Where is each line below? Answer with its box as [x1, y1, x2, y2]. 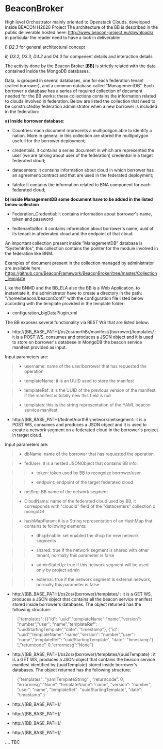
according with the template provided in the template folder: [5, 300, 125, 306]
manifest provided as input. [12, 344, 67, 350]
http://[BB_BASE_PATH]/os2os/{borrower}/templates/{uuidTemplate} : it [12, 651, 156, 657]
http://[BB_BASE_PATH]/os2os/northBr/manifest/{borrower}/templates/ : [12, 328, 157, 334]
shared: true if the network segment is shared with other [36, 547, 149, 553]
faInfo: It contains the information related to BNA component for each [12, 181, 151, 188]
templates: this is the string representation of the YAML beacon [24, 402, 151, 407]
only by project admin [36, 567, 80, 573]
